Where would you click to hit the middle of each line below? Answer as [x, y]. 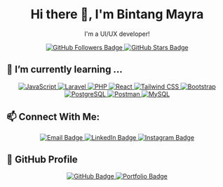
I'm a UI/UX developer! [117, 34]
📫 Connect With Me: [53, 117]
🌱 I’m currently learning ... [65, 70]
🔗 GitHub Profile [42, 159]
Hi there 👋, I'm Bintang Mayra [117, 14]
